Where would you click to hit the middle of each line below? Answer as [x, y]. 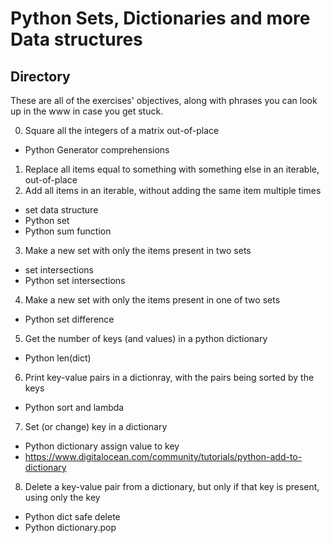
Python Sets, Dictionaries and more [160, 18]
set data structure [61, 210]
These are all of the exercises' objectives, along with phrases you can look [164, 100]
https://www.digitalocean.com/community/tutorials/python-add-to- [163, 456]
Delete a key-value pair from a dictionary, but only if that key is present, [172, 486]
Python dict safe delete [72, 516]
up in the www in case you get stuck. [87, 111]
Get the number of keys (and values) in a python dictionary [146, 338]
